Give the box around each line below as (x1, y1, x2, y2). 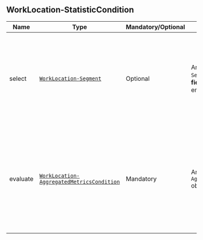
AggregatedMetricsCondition (39, 178, 120, 185)
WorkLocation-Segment (39, 75, 101, 82)
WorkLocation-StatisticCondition (6, 5, 134, 15)
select (9, 74, 27, 83)
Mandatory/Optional (126, 22, 185, 31)
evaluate (9, 174, 34, 183)
